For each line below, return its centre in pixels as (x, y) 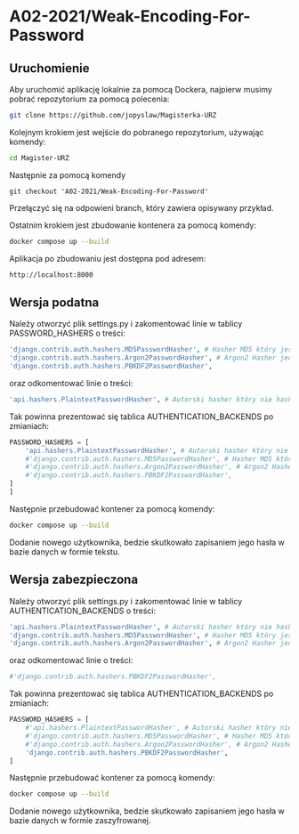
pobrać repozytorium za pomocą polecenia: (89, 99)
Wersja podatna (54, 302)
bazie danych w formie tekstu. (65, 551)
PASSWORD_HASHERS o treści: (68, 333)
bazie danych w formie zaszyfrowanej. (80, 821)
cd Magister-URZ (39, 158)
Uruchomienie (49, 68)
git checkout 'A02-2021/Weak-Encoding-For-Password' (109, 191)
